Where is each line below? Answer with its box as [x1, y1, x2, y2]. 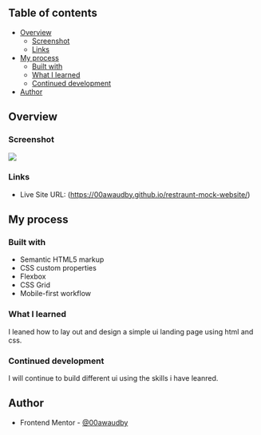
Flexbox [19, 271, 46, 282]
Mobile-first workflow [19, 289, 92, 299]
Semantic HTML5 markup [19, 255, 105, 264]
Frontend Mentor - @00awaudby [19, 417, 129, 427]
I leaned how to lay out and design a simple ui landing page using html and [8, 326, 254, 336]
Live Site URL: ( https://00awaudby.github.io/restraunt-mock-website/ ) [19, 189, 251, 199]
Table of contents [8, 6, 97, 20]
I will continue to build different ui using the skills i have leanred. [8, 374, 219, 383]
